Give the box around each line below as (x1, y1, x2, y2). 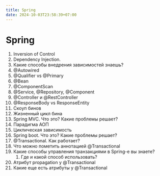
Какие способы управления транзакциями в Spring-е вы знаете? (13, 148, 155, 155)
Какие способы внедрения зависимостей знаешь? (13, 62, 124, 68)
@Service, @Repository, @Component (13, 89, 95, 95)
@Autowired (13, 67, 40, 73)
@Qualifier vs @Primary (13, 72, 64, 79)
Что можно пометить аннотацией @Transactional (13, 143, 120, 149)
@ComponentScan (13, 84, 53, 90)
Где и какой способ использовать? (20, 154, 97, 160)
